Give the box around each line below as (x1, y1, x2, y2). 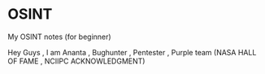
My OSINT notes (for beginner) (7, 32, 111, 41)
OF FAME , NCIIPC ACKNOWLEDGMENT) (7, 56, 146, 66)
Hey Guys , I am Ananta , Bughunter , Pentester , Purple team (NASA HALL (7, 47, 257, 57)
